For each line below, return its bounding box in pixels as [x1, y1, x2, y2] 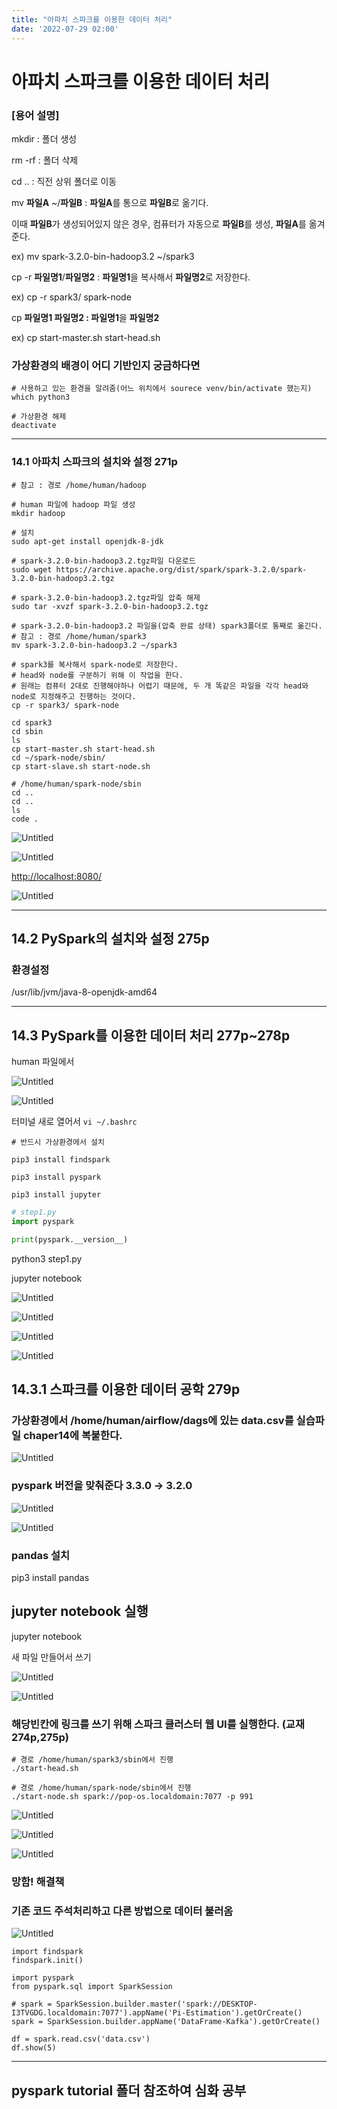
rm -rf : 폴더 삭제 [11, 154, 79, 166]
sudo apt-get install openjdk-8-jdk [11, 536, 164, 546]
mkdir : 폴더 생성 [11, 132, 78, 145]
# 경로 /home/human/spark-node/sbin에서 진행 [11, 1783, 192, 1793]
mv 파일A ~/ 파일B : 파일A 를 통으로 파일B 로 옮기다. [11, 196, 209, 208]
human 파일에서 [11, 1056, 75, 1068]
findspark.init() [11, 1956, 84, 1966]
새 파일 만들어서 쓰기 [11, 1651, 92, 1663]
